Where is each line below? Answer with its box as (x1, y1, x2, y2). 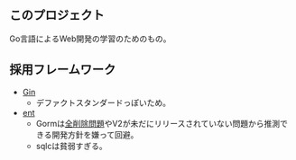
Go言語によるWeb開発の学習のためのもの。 (9, 33, 171, 44)
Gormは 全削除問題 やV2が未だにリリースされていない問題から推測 (35, 118, 281, 129)
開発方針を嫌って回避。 (51, 129, 139, 140)
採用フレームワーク (9, 62, 116, 77)
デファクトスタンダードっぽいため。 (35, 97, 171, 108)
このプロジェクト (9, 7, 105, 23)
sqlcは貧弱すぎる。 (35, 140, 107, 151)
